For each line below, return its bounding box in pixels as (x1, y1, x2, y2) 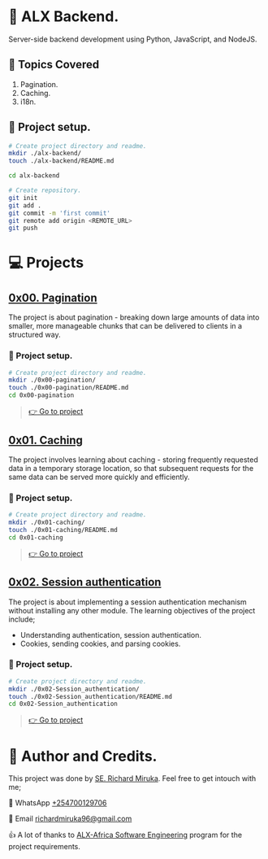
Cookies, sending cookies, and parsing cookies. (19, 639, 181, 648)
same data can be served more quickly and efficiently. (8, 472, 190, 482)
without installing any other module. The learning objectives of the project (8, 605, 256, 615)
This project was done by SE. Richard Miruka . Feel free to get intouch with (8, 774, 257, 783)
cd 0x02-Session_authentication (8, 700, 118, 709)
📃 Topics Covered (8, 58, 100, 72)
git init (8, 194, 38, 202)
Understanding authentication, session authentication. (19, 630, 201, 639)
